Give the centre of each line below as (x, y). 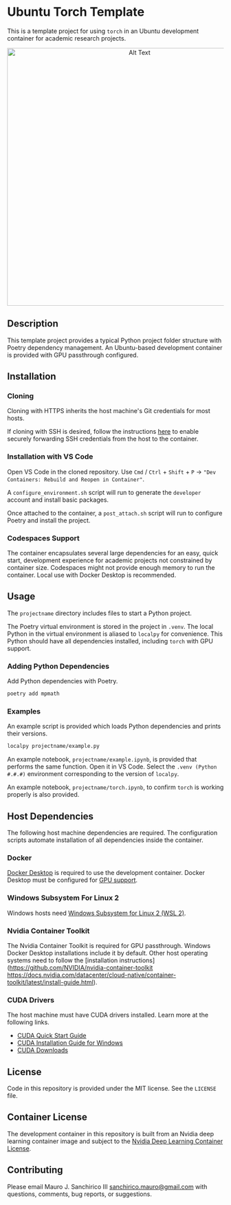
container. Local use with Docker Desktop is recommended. (92, 575)
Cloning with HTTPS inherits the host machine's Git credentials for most (109, 411)
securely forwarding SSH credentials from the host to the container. (103, 439)
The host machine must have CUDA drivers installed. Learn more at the (108, 1015)
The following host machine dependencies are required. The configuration (112, 833)
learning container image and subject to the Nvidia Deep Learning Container (115, 1141)
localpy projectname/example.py (53, 747)
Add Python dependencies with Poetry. (63, 681)
